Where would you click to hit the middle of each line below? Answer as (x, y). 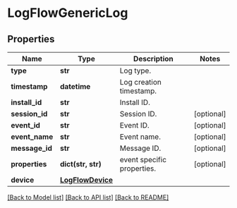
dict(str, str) (80, 164)
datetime (75, 86)
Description (153, 59)
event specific (143, 160)
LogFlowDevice (86, 180)
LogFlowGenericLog (68, 13)
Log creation (141, 82)
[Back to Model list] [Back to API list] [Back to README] (88, 197)
